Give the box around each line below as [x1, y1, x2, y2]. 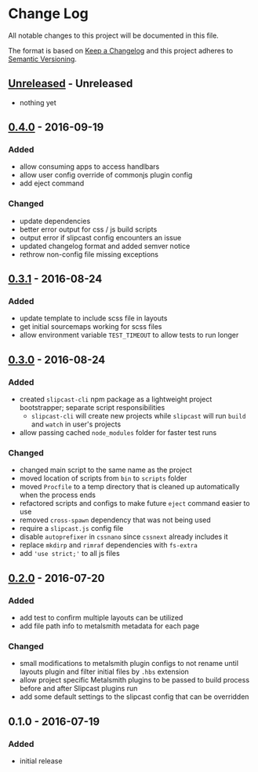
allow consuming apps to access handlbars [19, 162, 160, 171]
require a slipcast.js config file [19, 524, 124, 533]
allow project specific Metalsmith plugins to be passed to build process [19, 675, 249, 685]
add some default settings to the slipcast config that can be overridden [19, 692, 249, 701]
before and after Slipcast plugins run [19, 684, 138, 693]
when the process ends [19, 490, 96, 499]
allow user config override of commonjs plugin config [19, 170, 193, 180]
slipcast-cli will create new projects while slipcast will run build [31, 412, 246, 421]
